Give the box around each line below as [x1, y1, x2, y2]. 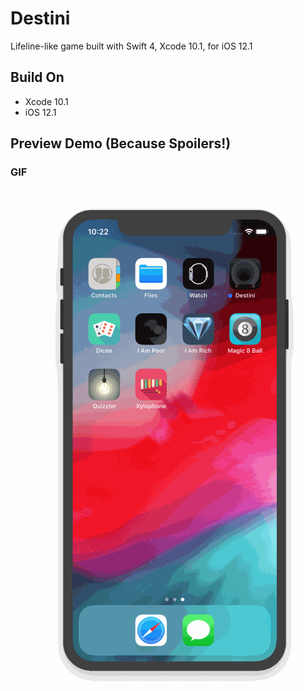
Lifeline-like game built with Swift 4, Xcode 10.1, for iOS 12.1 [10, 40, 253, 52]
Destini [10, 7, 71, 30]
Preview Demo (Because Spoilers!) [10, 135, 232, 152]
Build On [10, 69, 65, 86]
